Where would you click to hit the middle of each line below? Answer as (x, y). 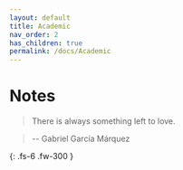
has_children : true (46, 43)
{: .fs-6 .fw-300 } (42, 156)
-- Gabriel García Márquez (81, 139)
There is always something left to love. (103, 121)
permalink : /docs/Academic (60, 52)
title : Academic (40, 26)
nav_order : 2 (34, 34)
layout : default (40, 18)
